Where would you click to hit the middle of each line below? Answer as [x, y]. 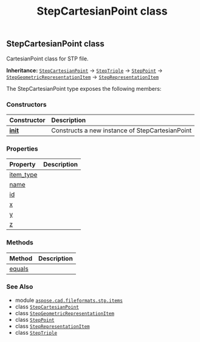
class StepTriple [36, 332]
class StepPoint [35, 319]
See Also [20, 287]
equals [19, 268]
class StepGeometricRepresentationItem [64, 313]
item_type [23, 175]
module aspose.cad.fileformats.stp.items [69, 300]
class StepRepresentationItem [52, 326]
